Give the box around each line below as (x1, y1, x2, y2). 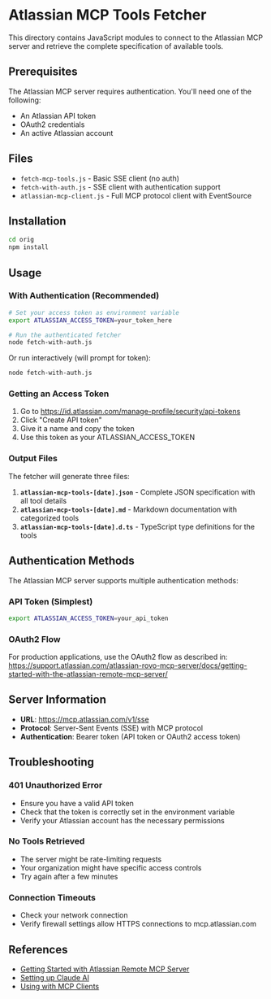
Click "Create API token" (19, 415, 103, 425)
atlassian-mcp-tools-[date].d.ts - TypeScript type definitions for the (19, 521, 256, 531)
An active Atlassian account (19, 128, 114, 137)
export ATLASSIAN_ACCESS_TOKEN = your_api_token (8, 614, 169, 622)
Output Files (8, 453, 58, 465)
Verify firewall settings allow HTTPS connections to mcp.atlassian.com (19, 919, 257, 929)
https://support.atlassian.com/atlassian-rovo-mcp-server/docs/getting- (8, 661, 247, 670)
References (8, 942, 68, 957)
